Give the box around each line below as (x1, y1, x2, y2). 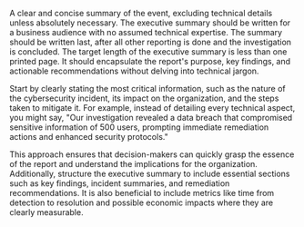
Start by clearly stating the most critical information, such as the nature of (9, 84, 286, 94)
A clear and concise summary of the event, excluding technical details (9, 8, 273, 18)
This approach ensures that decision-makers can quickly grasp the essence (9, 149, 295, 160)
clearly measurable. (9, 207, 84, 217)
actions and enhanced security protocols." (9, 132, 168, 142)
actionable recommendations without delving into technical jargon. (9, 65, 259, 76)
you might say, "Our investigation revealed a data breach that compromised (9, 113, 293, 123)
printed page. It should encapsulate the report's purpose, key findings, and (9, 56, 291, 66)
